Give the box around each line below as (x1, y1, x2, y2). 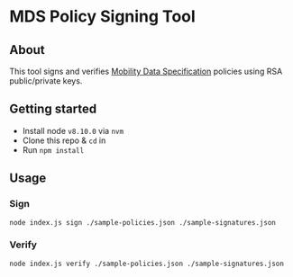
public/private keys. (9, 76, 83, 86)
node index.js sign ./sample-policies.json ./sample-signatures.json (9, 218, 277, 227)
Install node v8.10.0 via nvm (22, 125, 124, 136)
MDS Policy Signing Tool (9, 6, 196, 27)
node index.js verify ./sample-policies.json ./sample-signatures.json (9, 259, 284, 268)
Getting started (9, 102, 97, 117)
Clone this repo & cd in (22, 135, 106, 146)
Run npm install (22, 144, 85, 155)
